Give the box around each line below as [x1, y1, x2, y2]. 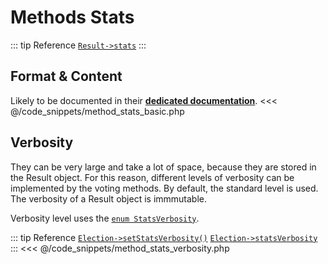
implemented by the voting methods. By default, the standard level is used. [10, 182, 319, 194]
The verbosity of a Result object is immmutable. [10, 192, 208, 205]
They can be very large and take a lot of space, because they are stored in [10, 161, 317, 173]
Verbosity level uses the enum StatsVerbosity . [10, 212, 200, 224]
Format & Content [10, 68, 123, 85]
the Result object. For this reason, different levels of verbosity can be [10, 171, 295, 183]
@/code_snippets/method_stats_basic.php [10, 105, 185, 117]
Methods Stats [10, 6, 135, 29]
